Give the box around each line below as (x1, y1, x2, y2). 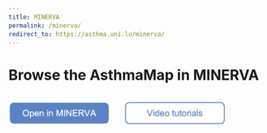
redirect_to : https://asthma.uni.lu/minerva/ (8, 30, 165, 38)
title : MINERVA (8, 13, 60, 21)
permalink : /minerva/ (8, 21, 82, 30)
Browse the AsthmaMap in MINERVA (8, 65, 260, 84)
